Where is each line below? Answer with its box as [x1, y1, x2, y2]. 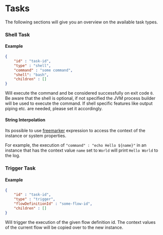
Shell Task [5, 31, 30, 38]
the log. [5, 153, 20, 158]
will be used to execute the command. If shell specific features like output [5, 100, 153, 106]
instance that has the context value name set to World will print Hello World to [5, 147, 158, 154]
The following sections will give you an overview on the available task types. [5, 19, 158, 25]
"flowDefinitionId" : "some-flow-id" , [14, 201, 92, 206]
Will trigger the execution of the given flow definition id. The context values [5, 219, 156, 225]
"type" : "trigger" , [14, 197, 55, 202]
